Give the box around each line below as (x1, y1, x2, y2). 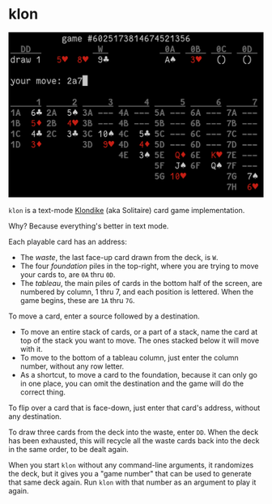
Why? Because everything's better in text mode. (8, 221, 169, 231)
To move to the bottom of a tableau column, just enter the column (19, 353, 239, 363)
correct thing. (19, 387, 66, 397)
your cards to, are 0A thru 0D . (19, 270, 116, 280)
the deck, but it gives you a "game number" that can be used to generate (8, 469, 253, 479)
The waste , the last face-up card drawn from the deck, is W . (19, 253, 219, 263)
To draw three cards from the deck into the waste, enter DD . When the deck (8, 427, 259, 438)
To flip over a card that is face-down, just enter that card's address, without (8, 403, 261, 413)
